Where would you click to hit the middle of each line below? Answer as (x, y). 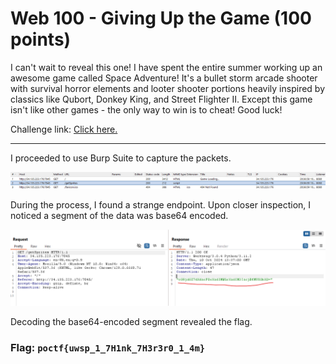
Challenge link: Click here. (64, 129)
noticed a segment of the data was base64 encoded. (119, 215)
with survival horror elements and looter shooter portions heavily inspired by (168, 88)
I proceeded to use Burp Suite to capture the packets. (121, 158)
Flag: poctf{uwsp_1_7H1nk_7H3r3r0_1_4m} (108, 347)
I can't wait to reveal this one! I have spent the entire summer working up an (166, 67)
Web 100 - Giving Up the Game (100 (161, 18)
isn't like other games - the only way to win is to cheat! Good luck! (146, 109)
